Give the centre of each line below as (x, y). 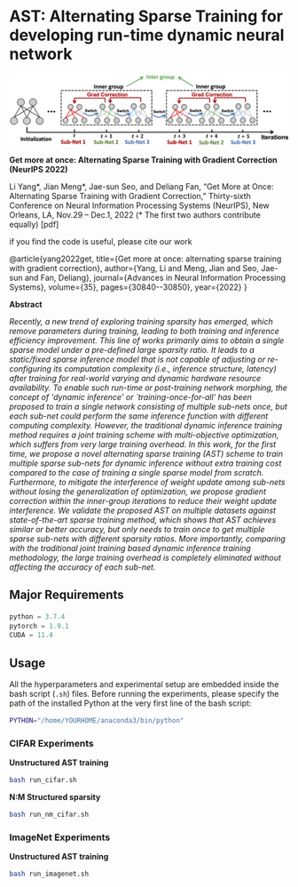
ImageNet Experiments (60, 837)
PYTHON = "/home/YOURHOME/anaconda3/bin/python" (97, 721)
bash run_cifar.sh (43, 780)
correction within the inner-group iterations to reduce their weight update (143, 500)
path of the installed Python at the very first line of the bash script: (130, 703)
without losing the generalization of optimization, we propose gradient (137, 491)
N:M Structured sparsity (55, 797)
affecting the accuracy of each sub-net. (82, 567)
